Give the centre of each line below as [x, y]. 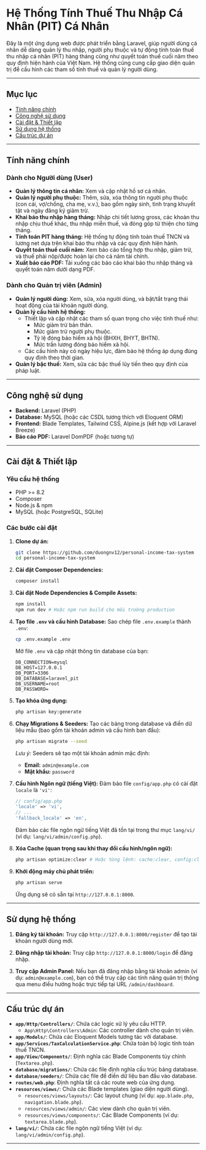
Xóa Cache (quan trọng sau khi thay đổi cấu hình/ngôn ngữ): [94, 849]
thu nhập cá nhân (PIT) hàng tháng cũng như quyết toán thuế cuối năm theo [102, 56]
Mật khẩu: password [49, 771]
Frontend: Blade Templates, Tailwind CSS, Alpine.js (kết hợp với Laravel [106, 423]
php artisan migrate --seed [51, 741]
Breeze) [25, 430]
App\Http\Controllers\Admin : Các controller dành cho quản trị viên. [109, 1030]
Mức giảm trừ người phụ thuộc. [73, 331]
